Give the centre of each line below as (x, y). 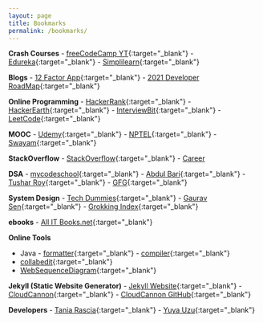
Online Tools (30, 238)
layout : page (30, 16)
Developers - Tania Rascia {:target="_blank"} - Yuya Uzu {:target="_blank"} (132, 310)
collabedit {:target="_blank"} (66, 262)
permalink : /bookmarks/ (48, 31)
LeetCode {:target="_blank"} (55, 119)
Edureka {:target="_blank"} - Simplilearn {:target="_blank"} (104, 62)
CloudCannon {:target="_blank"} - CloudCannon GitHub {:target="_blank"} (129, 295)
